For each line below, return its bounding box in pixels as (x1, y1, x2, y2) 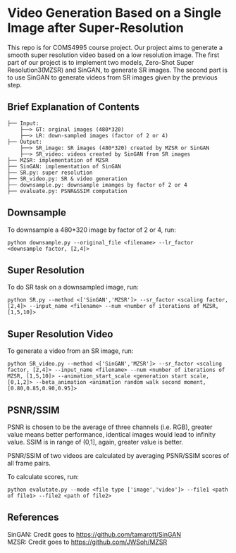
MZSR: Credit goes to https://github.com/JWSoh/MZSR (7, 538, 168, 546)
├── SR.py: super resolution (7, 169, 93, 176)
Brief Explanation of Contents (7, 101, 139, 113)
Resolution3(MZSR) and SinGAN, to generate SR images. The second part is (7, 66, 228, 74)
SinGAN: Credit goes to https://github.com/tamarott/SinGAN (7, 530, 182, 538)
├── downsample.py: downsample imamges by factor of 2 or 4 (7, 181, 188, 188)
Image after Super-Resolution (7, 20, 185, 36)
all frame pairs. (7, 459, 51, 467)
